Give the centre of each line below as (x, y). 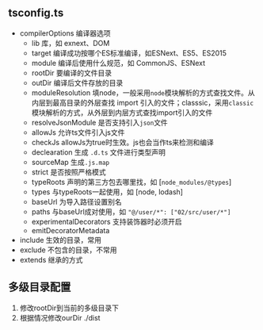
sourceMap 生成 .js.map (70, 162)
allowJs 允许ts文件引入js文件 (78, 132)
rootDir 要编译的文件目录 (72, 73)
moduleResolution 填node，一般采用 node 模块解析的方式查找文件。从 (143, 92)
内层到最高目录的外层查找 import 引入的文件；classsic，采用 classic (143, 102)
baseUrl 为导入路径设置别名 (76, 201)
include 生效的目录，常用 (60, 240)
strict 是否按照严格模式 (69, 172)
